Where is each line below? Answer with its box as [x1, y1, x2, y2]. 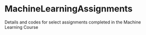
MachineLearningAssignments [4, 3, 133, 14]
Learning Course [4, 24, 39, 30]
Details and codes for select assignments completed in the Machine [4, 19, 141, 25]
